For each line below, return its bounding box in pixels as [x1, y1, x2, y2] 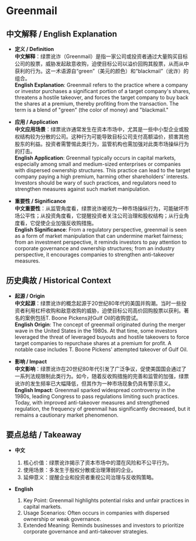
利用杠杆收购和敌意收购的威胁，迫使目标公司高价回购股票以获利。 [25, 307, 184, 314]
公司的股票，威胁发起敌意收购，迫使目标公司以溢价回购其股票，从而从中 [14, 60, 189, 67]
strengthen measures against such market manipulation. [14, 186, 150, 192]
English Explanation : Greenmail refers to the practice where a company [14, 81, 188, 89]
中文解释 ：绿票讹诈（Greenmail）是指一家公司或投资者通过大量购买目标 [14, 53, 188, 60]
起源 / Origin [14, 292, 45, 300]
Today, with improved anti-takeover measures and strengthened [14, 399, 170, 406]
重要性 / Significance [14, 198, 66, 205]
